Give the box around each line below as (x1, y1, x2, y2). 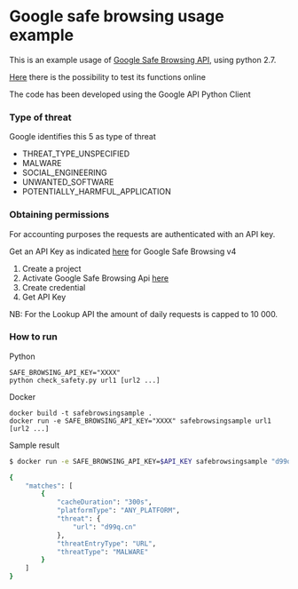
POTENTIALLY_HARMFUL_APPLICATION (21, 187, 171, 197)
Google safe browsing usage (9, 6, 224, 27)
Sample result (9, 440, 60, 450)
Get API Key (21, 291, 67, 302)
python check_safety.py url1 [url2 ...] (9, 376, 161, 385)
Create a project (21, 263, 82, 274)
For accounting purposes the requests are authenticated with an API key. (9, 228, 276, 239)
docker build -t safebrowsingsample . (9, 409, 153, 418)
